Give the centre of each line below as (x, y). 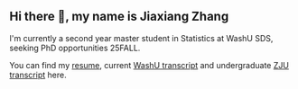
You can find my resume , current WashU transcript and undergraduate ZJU (149, 65)
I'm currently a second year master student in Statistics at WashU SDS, (141, 38)
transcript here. (38, 75)
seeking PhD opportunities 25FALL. (75, 48)
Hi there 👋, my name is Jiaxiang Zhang (119, 17)
